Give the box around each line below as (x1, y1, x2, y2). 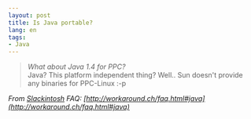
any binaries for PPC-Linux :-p (27, 79, 127, 88)
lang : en (8, 26, 37, 34)
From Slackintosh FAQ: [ (8, 94, 87, 103)
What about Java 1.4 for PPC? (27, 62, 126, 71)
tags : (8, 33, 26, 41)
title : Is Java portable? (8, 19, 93, 27)
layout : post (8, 11, 51, 20)
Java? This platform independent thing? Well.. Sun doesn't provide (27, 70, 244, 80)
